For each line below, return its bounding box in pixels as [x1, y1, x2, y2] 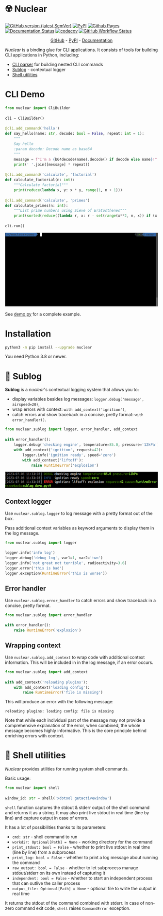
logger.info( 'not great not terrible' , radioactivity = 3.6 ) [5, 561, 127, 566]
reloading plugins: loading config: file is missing [5, 709, 114, 714]
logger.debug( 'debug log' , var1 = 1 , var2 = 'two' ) [5, 555, 103, 561]
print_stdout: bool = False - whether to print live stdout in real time [12, 844, 150, 850]
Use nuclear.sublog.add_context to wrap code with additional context [5, 654, 145, 660]
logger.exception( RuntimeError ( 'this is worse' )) [5, 571, 108, 576]
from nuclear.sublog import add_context [5, 669, 88, 674]
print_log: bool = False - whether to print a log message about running [12, 854, 158, 860]
